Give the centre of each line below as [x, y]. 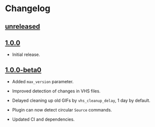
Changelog [28, 9]
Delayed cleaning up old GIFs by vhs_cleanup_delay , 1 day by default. [81, 101]
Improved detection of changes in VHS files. [56, 91]
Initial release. [26, 54]
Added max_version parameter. [43, 82]
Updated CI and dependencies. [43, 119]
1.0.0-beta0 [23, 70]
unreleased [23, 27]
